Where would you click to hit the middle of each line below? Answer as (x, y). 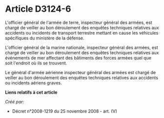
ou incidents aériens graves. (33, 83)
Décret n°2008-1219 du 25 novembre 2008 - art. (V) (64, 111)
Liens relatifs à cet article (31, 92)
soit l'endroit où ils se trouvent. (36, 63)
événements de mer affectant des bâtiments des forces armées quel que (78, 58)
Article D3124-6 (38, 9)
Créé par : (15, 101)
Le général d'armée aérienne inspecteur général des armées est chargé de (81, 72)
